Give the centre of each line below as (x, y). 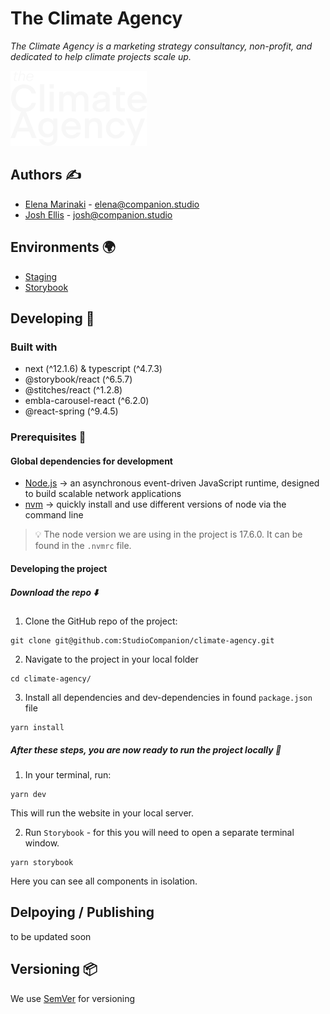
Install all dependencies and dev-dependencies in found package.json (168, 697)
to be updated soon (51, 936)
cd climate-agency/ (51, 678)
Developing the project (59, 568)
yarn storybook (42, 862)
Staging (41, 276)
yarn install (37, 727)
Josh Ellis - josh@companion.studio (98, 214)
